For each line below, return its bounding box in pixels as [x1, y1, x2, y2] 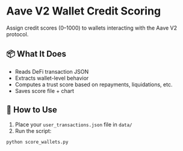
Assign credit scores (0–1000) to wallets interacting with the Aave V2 [6, 24, 178, 31]
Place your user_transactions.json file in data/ [14, 121, 132, 128]
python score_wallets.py [6, 139, 69, 145]
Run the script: [14, 127, 52, 134]
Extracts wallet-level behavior [14, 74, 89, 82]
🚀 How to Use [6, 104, 57, 115]
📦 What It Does [6, 49, 66, 59]
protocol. [6, 30, 29, 37]
